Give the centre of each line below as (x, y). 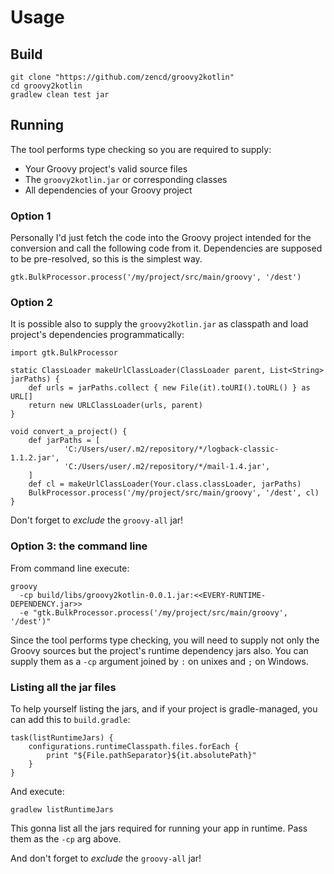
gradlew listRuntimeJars (62, 810)
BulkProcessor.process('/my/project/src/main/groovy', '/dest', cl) (174, 493)
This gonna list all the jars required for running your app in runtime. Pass (159, 828)
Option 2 (31, 303)
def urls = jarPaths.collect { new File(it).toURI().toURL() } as (169, 388)
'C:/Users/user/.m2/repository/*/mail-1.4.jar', (167, 467)
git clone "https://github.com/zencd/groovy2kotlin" (122, 77)
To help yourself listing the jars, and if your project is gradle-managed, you (164, 709)
